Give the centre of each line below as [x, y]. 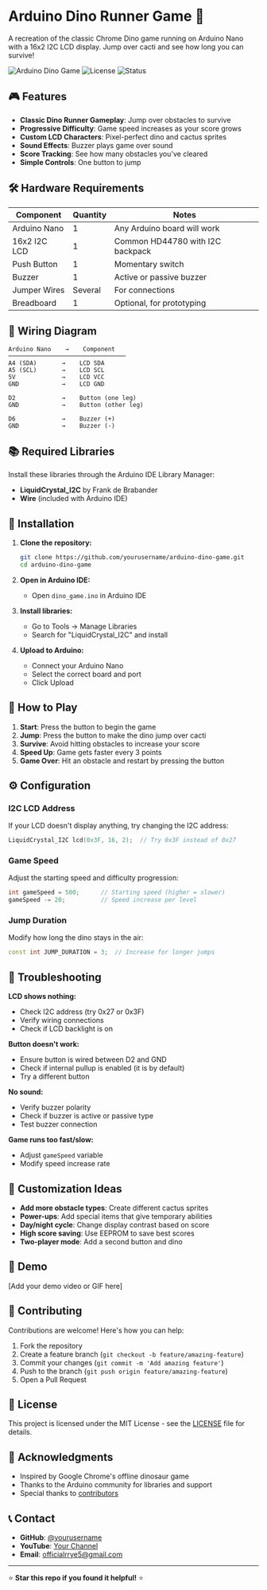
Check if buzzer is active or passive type [86, 1116]
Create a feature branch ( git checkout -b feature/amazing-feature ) [132, 1354]
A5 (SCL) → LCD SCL [56, 370]
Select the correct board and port [86, 674]
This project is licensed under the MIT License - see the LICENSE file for [126, 1424]
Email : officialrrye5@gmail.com [71, 1555]
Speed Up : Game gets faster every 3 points [91, 752]
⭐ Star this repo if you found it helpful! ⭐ [76, 1578]
